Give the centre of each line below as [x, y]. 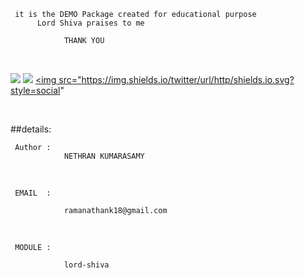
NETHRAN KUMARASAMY [104, 156]
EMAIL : [33, 193]
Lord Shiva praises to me [90, 23]
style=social [35, 90]
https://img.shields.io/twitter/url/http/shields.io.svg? [188, 79]
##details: [31, 129]
